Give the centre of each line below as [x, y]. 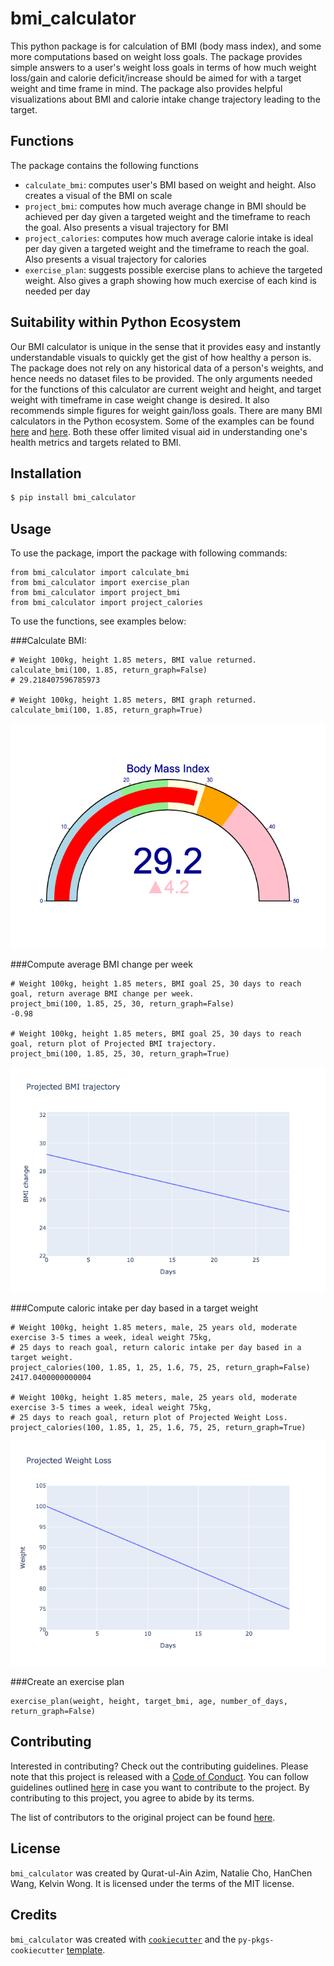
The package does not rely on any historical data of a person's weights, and [167, 368]
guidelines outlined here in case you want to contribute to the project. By [160, 1787]
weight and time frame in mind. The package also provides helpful [146, 88]
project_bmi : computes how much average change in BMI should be [165, 206]
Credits [34, 1915]
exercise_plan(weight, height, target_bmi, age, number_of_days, [149, 1702]
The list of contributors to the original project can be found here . [143, 1817]
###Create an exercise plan [67, 1682]
